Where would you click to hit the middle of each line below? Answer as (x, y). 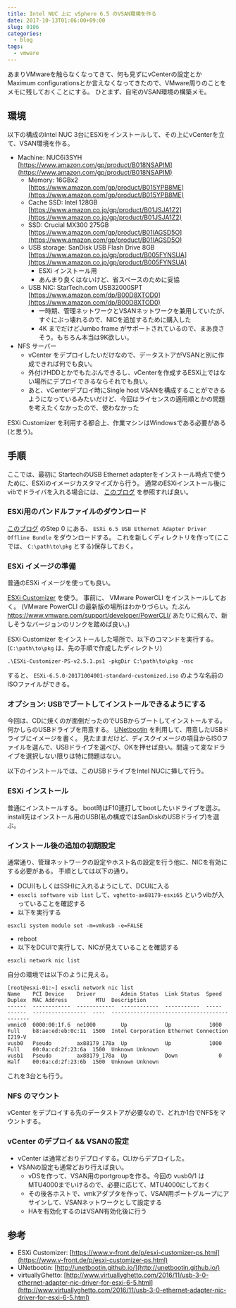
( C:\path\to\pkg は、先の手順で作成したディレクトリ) (85, 648)
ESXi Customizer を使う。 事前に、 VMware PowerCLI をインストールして (114, 598)
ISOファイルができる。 (41, 684)
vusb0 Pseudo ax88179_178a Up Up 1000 (114, 1043)
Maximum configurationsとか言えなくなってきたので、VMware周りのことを (117, 82)
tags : (15, 47)
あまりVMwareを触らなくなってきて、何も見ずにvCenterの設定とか (105, 74)
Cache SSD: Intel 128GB (63, 202)
